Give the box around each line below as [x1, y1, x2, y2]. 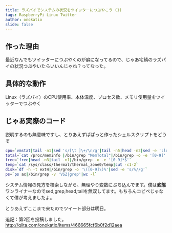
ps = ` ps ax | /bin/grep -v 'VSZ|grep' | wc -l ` [5, 172, 97, 177]
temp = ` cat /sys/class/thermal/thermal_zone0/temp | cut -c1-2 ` [5, 162, 139, 167]
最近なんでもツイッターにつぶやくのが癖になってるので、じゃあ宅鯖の [5, 57, 153, 63]
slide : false [5, 22, 33, 27]
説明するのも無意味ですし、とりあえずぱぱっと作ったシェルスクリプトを [5, 131, 158, 137]
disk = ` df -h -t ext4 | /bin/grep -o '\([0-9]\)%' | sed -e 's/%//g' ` [5, 167, 148, 172]
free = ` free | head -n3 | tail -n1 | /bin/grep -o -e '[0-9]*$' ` [5, 157, 132, 163]
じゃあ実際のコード [5, 117, 66, 125]
